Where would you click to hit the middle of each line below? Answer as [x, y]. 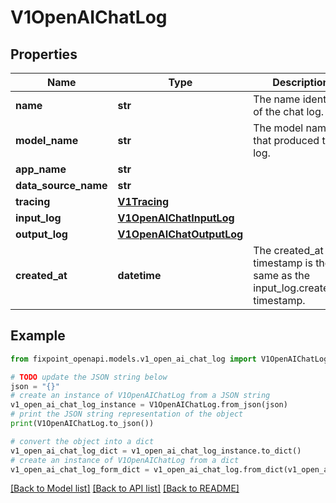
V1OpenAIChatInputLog [176, 218]
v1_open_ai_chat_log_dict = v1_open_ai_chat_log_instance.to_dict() [156, 451]
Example [38, 336]
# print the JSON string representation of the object [127, 414]
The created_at [288, 250]
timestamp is [283, 263]
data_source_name [61, 185]
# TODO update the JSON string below [89, 377]
